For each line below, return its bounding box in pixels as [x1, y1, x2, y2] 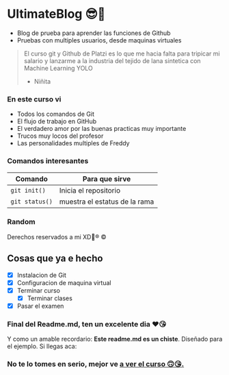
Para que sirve [82, 174, 131, 184]
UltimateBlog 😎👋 [7, 6, 106, 22]
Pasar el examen [16, 302, 64, 310]
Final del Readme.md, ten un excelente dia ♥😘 [7, 319, 167, 328]
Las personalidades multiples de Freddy [16, 139, 130, 147]
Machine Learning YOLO [23, 64, 94, 72]
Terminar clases [27, 294, 73, 302]
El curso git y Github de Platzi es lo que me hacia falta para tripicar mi [23, 49, 220, 58]
